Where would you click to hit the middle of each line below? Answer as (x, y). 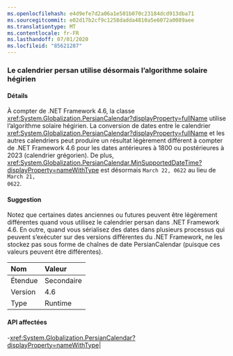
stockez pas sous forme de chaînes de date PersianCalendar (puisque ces (114, 245)
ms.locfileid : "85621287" (45, 46)
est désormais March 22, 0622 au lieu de (158, 170)
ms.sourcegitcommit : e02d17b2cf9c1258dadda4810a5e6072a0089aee (101, 20)
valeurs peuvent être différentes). (55, 252)
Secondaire (63, 281)
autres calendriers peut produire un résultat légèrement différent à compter (115, 140)
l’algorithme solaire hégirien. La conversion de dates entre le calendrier (109, 126)
